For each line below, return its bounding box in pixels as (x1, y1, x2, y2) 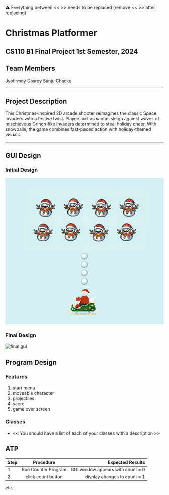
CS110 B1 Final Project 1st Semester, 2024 (5, 47, 138, 56)
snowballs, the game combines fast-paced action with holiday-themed (5, 126, 151, 132)
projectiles (12, 395, 35, 401)
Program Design (5, 358, 57, 367)
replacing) (5, 10, 27, 16)
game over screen (12, 406, 50, 412)
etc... (5, 485, 16, 491)
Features (5, 373, 28, 380)
